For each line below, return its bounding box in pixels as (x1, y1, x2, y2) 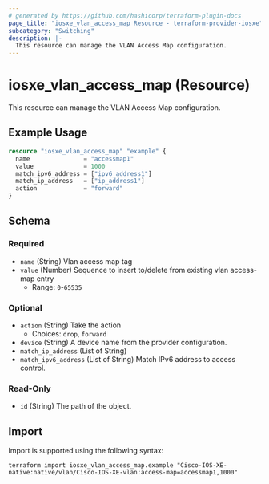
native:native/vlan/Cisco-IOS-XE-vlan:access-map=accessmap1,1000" (8, 469, 239, 477)
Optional (8, 302, 42, 313)
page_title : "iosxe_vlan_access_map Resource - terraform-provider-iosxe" (8, 19, 263, 27)
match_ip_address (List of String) (19, 346, 127, 356)
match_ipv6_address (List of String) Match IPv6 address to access (19, 354, 236, 364)
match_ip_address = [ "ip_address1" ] (15, 177, 146, 185)
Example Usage (8, 126, 88, 140)
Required (8, 238, 45, 250)
